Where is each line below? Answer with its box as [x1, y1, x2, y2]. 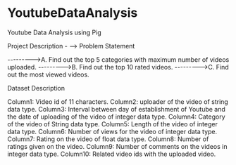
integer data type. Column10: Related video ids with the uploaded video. [7, 150, 216, 158]
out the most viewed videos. [7, 70, 89, 79]
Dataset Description [7, 84, 66, 92]
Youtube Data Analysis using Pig [7, 28, 102, 37]
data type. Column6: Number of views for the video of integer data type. [7, 127, 218, 136]
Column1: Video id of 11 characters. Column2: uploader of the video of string [7, 97, 229, 106]
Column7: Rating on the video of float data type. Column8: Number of [7, 135, 209, 143]
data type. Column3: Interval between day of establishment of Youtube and [7, 105, 225, 113]
